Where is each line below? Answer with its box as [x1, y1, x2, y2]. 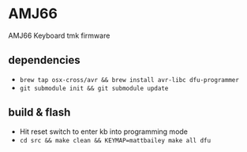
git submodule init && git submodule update [19, 84, 169, 92]
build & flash [8, 106, 71, 119]
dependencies [8, 54, 80, 67]
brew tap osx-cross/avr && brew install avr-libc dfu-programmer [19, 76, 239, 83]
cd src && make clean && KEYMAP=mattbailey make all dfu [19, 136, 211, 144]
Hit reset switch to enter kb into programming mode [19, 127, 188, 136]
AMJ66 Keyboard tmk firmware [8, 31, 110, 40]
